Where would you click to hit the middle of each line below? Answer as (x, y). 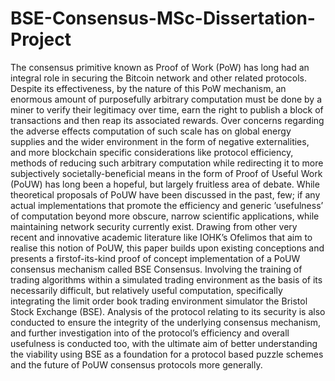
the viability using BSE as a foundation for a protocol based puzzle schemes (167, 354)
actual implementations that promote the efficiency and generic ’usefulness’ (167, 205)
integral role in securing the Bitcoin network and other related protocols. (159, 78)
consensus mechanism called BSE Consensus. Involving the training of (156, 269)
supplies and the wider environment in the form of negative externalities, (160, 141)
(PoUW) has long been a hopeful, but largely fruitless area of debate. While (165, 184)
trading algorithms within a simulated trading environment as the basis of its (166, 279)
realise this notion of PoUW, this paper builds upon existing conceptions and (167, 248)
